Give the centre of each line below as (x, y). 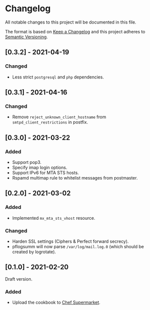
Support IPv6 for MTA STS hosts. (45, 173)
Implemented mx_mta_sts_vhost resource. (54, 218)
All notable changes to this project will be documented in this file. (71, 22)
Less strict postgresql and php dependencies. (58, 77)
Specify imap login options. (40, 168)
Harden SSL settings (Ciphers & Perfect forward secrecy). (70, 241)
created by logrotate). (34, 252)
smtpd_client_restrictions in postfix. (50, 122)
